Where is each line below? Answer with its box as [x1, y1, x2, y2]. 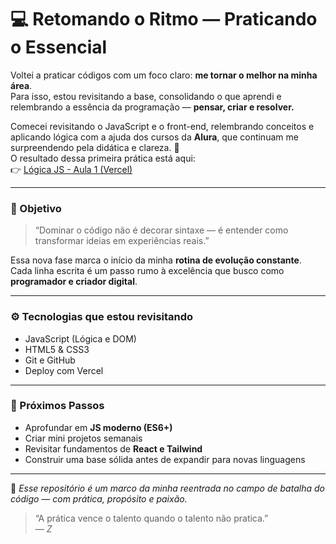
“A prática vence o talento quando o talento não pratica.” [34, 512, 269, 524]
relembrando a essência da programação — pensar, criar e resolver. [10, 101, 295, 113]
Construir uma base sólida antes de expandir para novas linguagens [24, 453, 306, 465]
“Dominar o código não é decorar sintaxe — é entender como [34, 224, 289, 236]
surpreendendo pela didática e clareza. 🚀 [10, 141, 180, 153]
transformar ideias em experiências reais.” [34, 235, 210, 247]
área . [10, 79, 33, 91]
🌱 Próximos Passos [10, 399, 105, 413]
